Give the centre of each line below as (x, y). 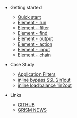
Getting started (26, 7)
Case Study (22, 65)
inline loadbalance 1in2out (45, 85)
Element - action (35, 44)
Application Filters (36, 74)
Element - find (32, 33)
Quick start (29, 17)
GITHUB (26, 105)
